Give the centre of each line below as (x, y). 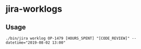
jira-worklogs (34, 9)
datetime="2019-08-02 (28, 43)
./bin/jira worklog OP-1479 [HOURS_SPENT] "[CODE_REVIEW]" (68, 38)
